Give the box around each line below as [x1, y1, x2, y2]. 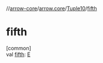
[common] [6, 44, 31, 51]
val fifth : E [6, 51, 31, 58]
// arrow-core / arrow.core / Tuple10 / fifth [6, 5, 97, 12]
